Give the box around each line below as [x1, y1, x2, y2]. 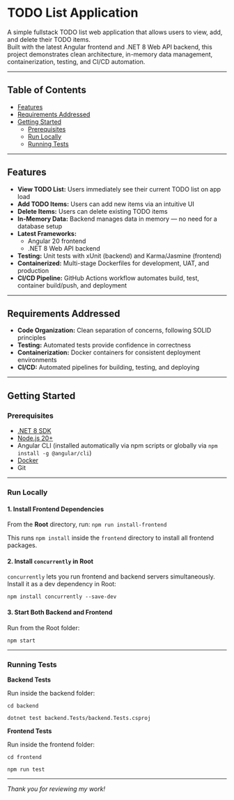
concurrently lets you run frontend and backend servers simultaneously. [7, 572, 215, 581]
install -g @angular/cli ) [17, 449, 92, 457]
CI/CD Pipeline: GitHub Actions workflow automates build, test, [17, 274, 200, 282]
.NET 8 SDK [17, 427, 52, 435]
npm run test [7, 766, 45, 773]
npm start [7, 637, 36, 644]
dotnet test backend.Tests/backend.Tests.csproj [7, 714, 151, 721]
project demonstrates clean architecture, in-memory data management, [7, 50, 213, 58]
